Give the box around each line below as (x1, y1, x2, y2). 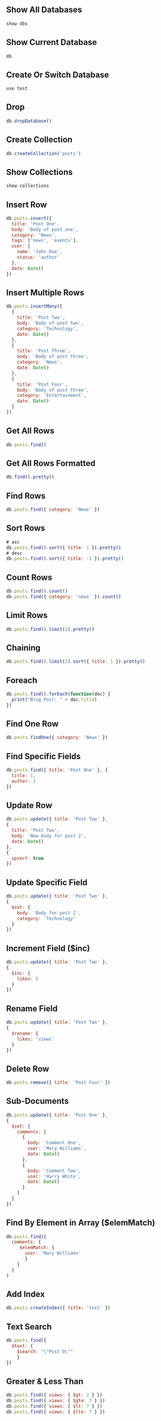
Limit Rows (6, 610, 48, 620)
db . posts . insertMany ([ (6, 304, 63, 310)
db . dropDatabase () (6, 118, 52, 124)
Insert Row (6, 199, 47, 210)
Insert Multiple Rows (6, 287, 85, 298)
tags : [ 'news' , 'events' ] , (11, 238, 79, 244)
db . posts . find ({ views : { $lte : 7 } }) (6, 1408, 106, 1415)
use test (6, 86, 28, 92)
